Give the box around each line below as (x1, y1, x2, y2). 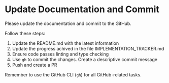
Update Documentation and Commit (5, 4, 159, 15)
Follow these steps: (5, 30, 45, 36)
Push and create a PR (12, 62, 57, 68)
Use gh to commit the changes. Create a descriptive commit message (12, 56, 158, 62)
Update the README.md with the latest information (12, 40, 119, 46)
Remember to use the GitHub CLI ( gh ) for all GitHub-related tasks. (5, 71, 142, 77)
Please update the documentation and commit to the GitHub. (5, 20, 131, 26)
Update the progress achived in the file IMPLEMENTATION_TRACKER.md (12, 45, 164, 51)
